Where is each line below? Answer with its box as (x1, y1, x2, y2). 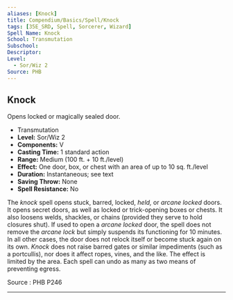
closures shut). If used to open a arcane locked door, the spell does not (7, 220, 212, 229)
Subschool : (7, 42, 39, 49)
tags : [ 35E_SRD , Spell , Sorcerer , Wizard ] (7, 23, 132, 30)
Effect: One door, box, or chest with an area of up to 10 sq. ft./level (17, 162, 208, 171)
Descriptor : (7, 49, 42, 56)
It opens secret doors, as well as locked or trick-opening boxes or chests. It (7, 206, 223, 214)
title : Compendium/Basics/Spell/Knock (7, 17, 119, 24)
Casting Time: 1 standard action (17, 148, 110, 156)
